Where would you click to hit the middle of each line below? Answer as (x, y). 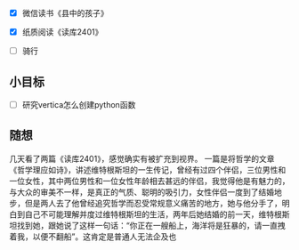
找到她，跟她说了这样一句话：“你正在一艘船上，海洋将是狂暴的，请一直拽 (151, 225)
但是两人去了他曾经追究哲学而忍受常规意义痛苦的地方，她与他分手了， (153, 203)
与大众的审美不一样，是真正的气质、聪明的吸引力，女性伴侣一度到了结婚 (141, 192)
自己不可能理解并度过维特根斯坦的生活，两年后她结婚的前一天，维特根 (153, 214)
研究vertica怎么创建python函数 (79, 105)
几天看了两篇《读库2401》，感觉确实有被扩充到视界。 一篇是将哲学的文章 (142, 158)
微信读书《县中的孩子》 (65, 13)
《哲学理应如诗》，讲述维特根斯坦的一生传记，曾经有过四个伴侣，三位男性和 (148, 169)
